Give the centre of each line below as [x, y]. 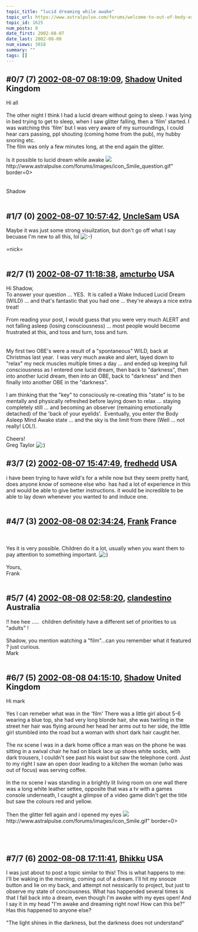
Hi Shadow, [20, 288]
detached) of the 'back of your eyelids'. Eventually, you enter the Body [92, 414]
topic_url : [19, 17]
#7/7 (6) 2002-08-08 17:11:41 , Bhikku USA [85, 859]
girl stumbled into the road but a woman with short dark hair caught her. [93, 732]
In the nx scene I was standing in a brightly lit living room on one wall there [97, 783]
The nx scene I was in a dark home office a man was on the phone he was [96, 745]
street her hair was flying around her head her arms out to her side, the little [98, 726]
